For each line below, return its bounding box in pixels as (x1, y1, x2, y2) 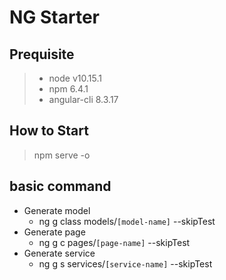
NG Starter (9, 6, 100, 29)
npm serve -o (33, 149, 91, 161)
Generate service (23, 247, 96, 259)
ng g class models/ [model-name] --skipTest (38, 215, 216, 227)
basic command (9, 178, 112, 195)
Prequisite (9, 46, 75, 63)
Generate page (23, 226, 86, 238)
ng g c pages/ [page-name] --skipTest (38, 236, 191, 248)
